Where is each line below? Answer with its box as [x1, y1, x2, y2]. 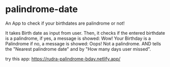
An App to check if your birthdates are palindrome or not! [5, 20, 125, 26]
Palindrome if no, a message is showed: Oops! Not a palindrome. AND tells [5, 40, 161, 46]
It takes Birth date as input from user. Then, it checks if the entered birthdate [5, 30, 165, 36]
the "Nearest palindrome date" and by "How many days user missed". [5, 46, 151, 52]
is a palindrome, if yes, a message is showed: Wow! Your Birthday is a [5, 35, 151, 41]
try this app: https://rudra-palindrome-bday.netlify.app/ [5, 55, 121, 61]
